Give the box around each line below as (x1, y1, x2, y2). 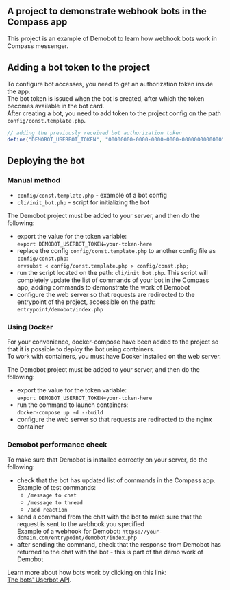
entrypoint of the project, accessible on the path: (16, 298, 155, 306)
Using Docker (7, 322, 53, 331)
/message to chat (27, 492, 77, 499)
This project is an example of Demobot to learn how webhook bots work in (7, 34, 218, 43)
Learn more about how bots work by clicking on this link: (7, 568, 167, 576)
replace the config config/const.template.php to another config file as (16, 247, 216, 255)
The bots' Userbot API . (7, 576, 72, 584)
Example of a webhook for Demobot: (16, 527, 121, 535)
